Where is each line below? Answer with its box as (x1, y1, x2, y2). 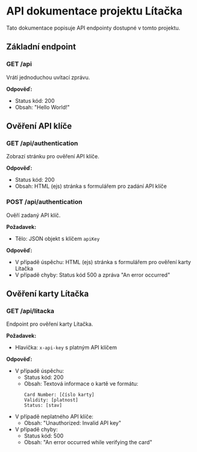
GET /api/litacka (6, 306, 55, 315)
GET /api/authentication (6, 139, 78, 147)
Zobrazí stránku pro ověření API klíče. (6, 153, 99, 160)
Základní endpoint (6, 42, 77, 52)
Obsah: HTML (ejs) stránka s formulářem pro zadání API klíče (14, 182, 167, 190)
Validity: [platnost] (23, 397, 78, 403)
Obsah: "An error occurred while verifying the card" (23, 439, 152, 446)
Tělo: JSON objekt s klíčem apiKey (14, 234, 100, 242)
